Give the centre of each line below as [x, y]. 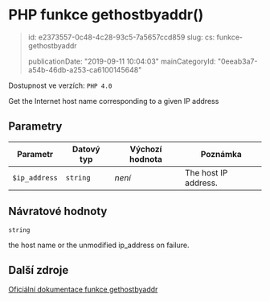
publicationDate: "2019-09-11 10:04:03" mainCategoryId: [122, 61]
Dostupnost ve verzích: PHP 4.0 [60, 85]
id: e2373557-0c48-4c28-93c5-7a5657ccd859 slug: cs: [121, 37]
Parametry [35, 126]
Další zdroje [39, 270]
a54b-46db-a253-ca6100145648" [85, 69]
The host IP [206, 172]
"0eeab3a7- [237, 61]
